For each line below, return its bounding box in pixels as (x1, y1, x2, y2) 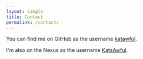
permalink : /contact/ (6, 19, 59, 25)
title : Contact (6, 14, 44, 20)
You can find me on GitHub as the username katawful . (6, 36, 137, 43)
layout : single (6, 8, 44, 15)
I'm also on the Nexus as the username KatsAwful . (6, 47, 128, 54)
